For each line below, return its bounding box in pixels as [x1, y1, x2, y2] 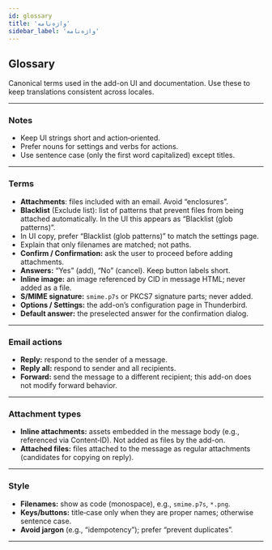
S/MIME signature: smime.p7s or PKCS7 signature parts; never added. [19, 291, 253, 301]
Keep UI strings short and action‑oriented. [19, 133, 160, 143]
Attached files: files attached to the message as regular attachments [19, 444, 251, 454]
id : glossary [8, 11, 53, 20]
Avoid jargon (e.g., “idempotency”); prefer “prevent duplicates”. [19, 524, 233, 535]
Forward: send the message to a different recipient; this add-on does [19, 372, 252, 382]
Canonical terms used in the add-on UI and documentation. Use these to [8, 79, 251, 88]
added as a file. [19, 283, 72, 292]
